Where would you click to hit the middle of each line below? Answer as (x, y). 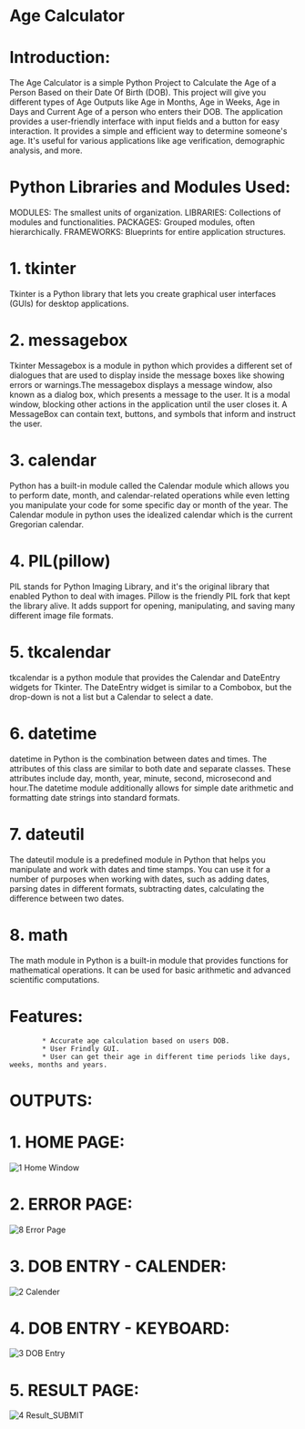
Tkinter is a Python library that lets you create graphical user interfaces (142, 294)
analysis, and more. (46, 150)
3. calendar (53, 460)
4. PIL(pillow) (60, 561)
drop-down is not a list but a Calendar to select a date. (112, 697)
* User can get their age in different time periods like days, (167, 1056)
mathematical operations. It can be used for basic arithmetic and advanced (150, 970)
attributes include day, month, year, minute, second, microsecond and (140, 778)
